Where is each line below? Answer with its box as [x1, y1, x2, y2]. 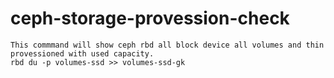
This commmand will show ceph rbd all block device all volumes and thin [10, 40, 325, 50]
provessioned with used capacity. [10, 48, 155, 59]
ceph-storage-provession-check [10, 7, 290, 30]
